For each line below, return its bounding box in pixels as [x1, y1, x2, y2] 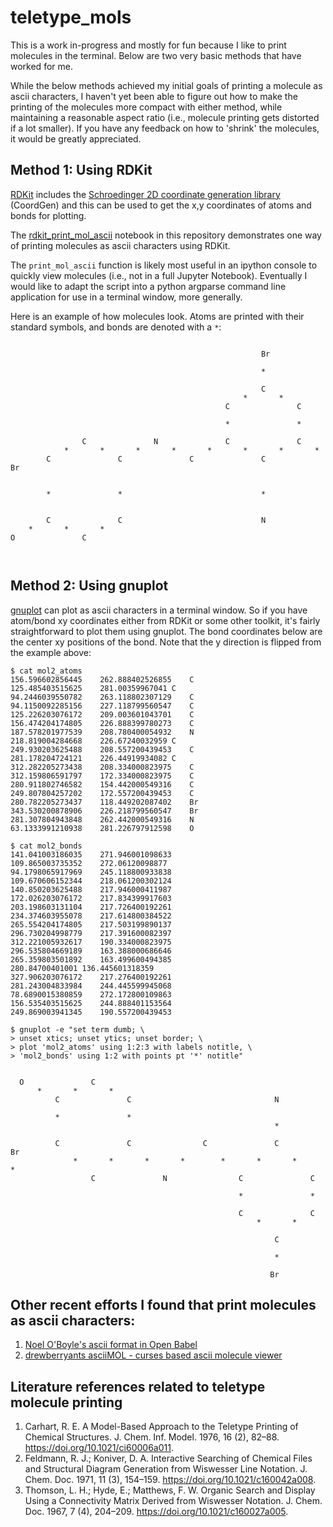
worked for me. [10, 60, 73, 72]
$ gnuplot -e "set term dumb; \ [10, 1024, 145, 1035]
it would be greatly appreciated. [10, 132, 142, 145]
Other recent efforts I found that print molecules [10, 1296, 317, 1313]
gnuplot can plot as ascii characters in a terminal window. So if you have [10, 604, 308, 616]
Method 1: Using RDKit [10, 162, 153, 179]
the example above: [10, 646, 92, 658]
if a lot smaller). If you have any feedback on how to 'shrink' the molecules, [10, 122, 320, 134]
